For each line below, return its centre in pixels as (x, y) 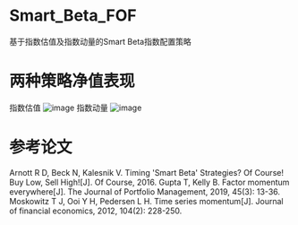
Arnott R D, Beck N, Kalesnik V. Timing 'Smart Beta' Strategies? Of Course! (147, 172)
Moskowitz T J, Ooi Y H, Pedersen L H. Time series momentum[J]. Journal (146, 201)
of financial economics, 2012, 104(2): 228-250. (96, 211)
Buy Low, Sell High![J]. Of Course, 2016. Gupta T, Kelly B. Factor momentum (149, 182)
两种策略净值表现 (72, 81)
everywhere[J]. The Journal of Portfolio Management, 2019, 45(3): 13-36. (145, 191)
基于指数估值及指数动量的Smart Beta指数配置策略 (100, 41)
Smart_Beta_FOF (73, 16)
